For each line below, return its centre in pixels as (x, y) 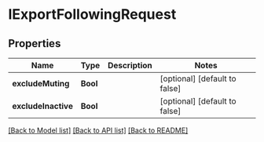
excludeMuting (41, 84)
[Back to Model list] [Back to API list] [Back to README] (98, 130)
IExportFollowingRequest (92, 15)
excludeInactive (42, 106)
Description (130, 66)
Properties (35, 44)
